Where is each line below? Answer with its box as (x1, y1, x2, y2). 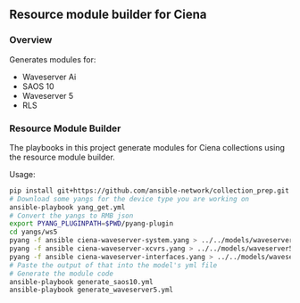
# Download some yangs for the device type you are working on (9, 194, 250, 203)
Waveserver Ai (21, 71, 77, 82)
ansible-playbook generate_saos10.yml (9, 277, 154, 286)
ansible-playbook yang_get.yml (9, 202, 126, 212)
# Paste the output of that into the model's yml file (9, 260, 218, 270)
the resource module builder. (9, 151, 116, 162)
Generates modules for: (9, 53, 96, 65)
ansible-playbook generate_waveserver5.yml (9, 285, 174, 295)
